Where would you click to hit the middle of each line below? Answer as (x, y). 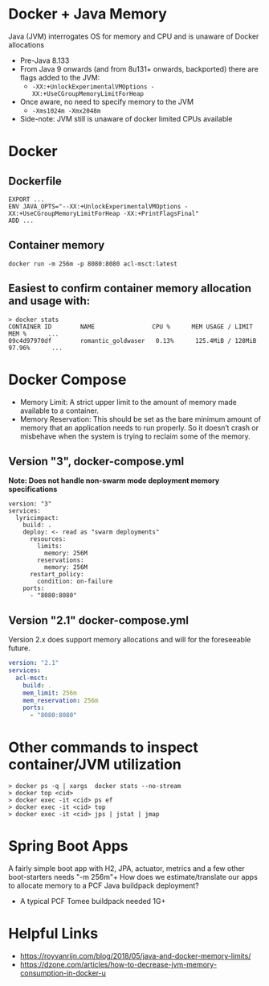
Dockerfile (35, 181)
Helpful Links (53, 934)
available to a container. (59, 410)
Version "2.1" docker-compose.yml (98, 620)
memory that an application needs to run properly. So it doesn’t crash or (139, 427)
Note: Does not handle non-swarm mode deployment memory (114, 481)
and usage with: (49, 301)
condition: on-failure (75, 582)
